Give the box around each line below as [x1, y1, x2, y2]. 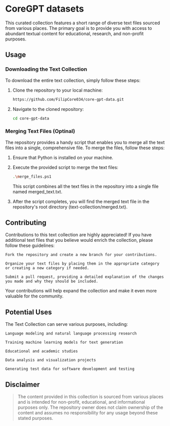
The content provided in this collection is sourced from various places [17, 393, 163, 400]
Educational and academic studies [5, 349, 78, 354]
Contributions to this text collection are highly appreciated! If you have [5, 232, 152, 238]
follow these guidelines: [5, 242, 55, 248]
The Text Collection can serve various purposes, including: [5, 321, 128, 327]
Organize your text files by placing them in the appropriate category [5, 261, 159, 266]
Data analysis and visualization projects [5, 358, 96, 363]
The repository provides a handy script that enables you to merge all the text [5, 139, 165, 145]
